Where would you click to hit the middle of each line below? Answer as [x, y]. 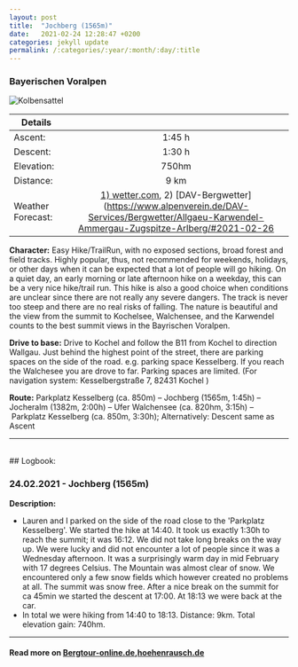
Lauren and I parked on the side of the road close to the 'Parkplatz [143, 521]
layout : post [33, 17]
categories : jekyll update [59, 42]
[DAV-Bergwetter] [214, 195]
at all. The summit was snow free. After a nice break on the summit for [150, 586]
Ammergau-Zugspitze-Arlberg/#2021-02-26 [176, 229]
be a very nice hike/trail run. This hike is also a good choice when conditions [149, 288]
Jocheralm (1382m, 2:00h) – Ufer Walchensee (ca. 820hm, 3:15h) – [132, 407]
